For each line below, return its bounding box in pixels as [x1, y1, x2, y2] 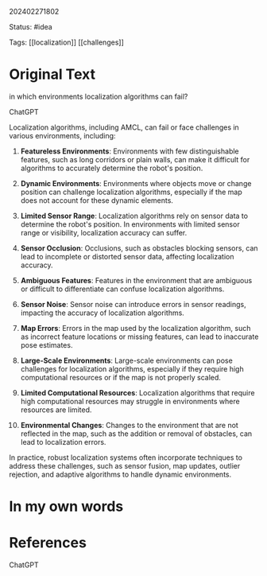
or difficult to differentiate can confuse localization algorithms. [20, 284, 225, 294]
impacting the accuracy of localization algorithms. [20, 308, 185, 317]
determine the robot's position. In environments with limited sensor [20, 219, 241, 229]
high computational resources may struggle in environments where [20, 396, 241, 406]
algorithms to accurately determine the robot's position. [20, 163, 203, 173]
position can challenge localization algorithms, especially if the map [20, 187, 242, 197]
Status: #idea [9, 22, 52, 31]
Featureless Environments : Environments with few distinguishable [20, 146, 239, 156]
